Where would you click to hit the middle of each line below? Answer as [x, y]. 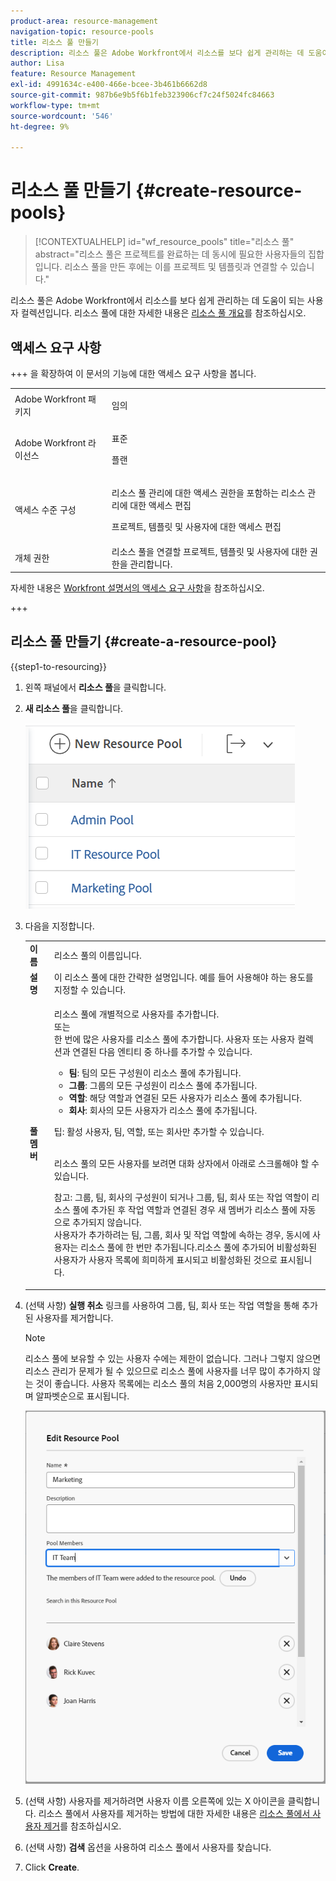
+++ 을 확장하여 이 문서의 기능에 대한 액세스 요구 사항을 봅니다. [133, 373]
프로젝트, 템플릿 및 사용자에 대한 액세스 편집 [196, 527]
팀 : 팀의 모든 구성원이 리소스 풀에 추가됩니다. [155, 1073]
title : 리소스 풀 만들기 [55, 42]
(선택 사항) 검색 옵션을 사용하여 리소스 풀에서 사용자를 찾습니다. [148, 1847]
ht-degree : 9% [40, 126]
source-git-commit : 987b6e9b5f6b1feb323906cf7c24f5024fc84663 [142, 95]
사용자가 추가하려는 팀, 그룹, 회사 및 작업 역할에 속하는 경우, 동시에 [182, 1235]
